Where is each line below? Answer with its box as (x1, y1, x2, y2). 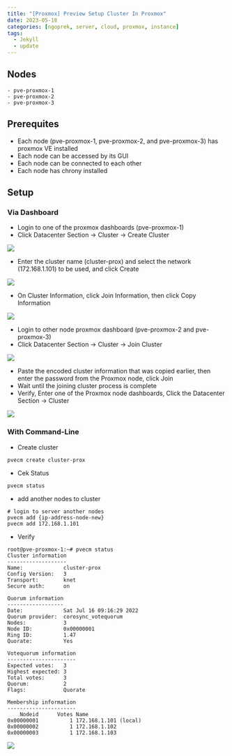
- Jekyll (13, 36, 39, 43)
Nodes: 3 (7, 619, 68, 626)
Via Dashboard (7, 207, 59, 217)
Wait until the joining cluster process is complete (17, 382, 157, 390)
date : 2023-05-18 (7, 17, 58, 24)
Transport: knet (7, 577, 77, 584)
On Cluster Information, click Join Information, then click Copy (17, 291, 196, 300)
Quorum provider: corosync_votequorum (7, 613, 123, 620)
